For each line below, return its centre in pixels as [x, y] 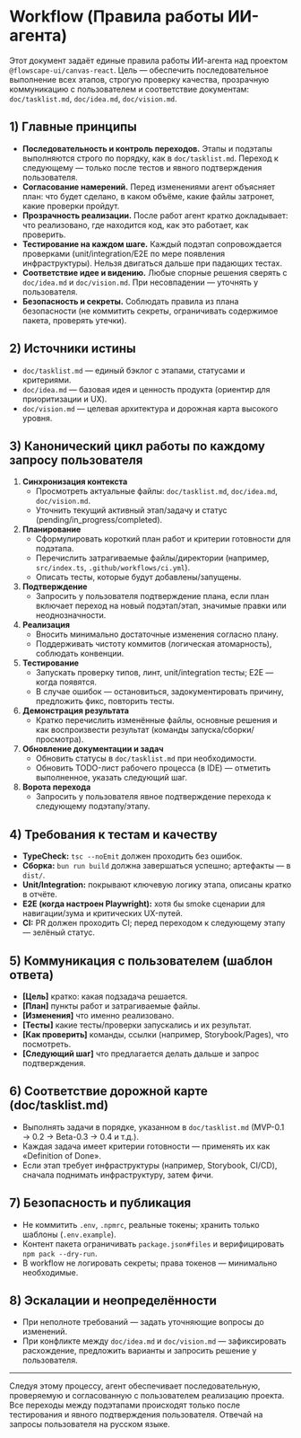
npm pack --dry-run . [60, 1253]
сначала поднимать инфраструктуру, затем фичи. [118, 1175]
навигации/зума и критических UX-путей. [103, 913]
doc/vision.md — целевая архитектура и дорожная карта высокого [150, 408]
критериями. [47, 380]
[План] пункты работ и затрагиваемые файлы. [111, 1006]
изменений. [45, 1332]
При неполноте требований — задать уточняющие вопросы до [143, 1322]
